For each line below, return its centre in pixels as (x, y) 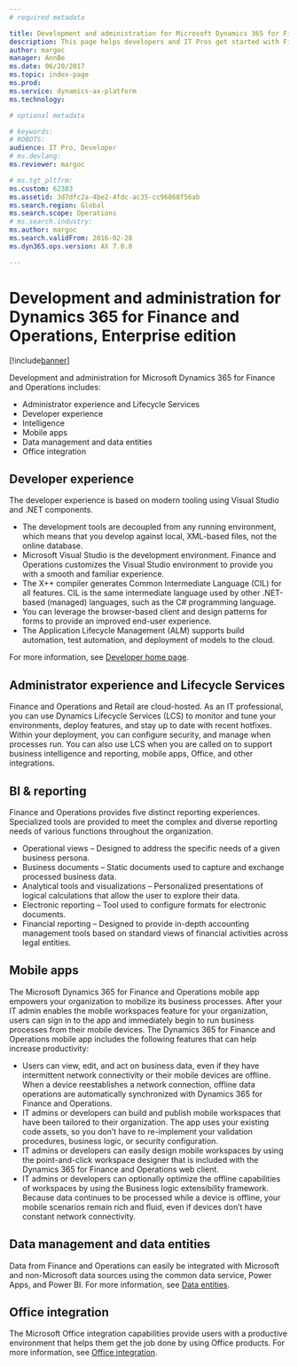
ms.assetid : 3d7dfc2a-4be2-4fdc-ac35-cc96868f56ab (105, 197)
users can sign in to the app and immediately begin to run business (132, 1020)
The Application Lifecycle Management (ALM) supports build (133, 631)
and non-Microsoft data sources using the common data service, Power (141, 1275)
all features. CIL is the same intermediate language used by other (141, 593)
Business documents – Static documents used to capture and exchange (153, 867)
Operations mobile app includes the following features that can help (133, 1039)
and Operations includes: (55, 387)
